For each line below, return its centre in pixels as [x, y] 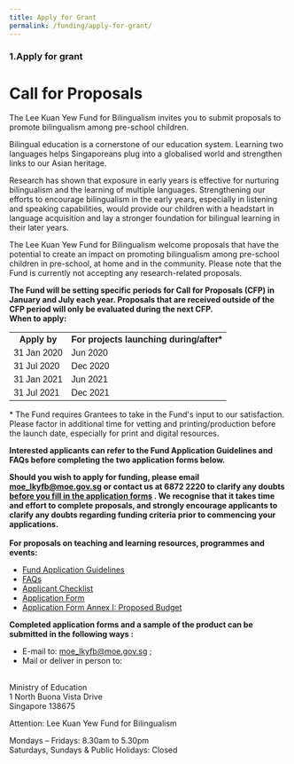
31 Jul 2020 [37, 366]
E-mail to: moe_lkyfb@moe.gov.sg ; [87, 651]
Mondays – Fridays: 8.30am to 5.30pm [79, 741]
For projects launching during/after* [147, 340]
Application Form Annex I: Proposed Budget [102, 608]
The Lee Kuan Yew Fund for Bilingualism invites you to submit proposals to [145, 118]
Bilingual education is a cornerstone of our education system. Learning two [146, 145]
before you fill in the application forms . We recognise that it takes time [142, 496]
